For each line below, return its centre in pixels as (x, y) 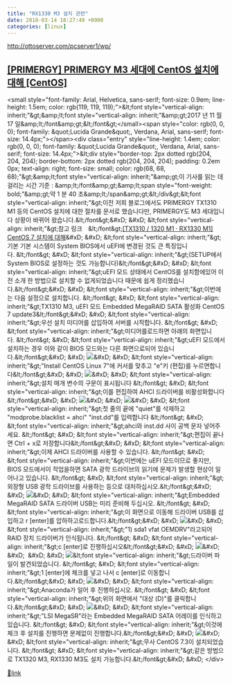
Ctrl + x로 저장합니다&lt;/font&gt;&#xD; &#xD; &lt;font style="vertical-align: (119, 443)
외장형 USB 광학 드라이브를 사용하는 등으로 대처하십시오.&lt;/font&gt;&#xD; (109, 487)
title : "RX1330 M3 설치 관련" (48, 13)
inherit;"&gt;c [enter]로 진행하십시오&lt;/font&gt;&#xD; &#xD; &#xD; (122, 547)
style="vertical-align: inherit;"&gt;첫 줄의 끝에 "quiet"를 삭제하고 (96, 408)
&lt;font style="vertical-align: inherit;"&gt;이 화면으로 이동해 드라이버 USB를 (112, 512)
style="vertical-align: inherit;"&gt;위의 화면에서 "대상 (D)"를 (90, 599)
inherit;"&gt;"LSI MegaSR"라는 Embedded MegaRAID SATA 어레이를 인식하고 (115, 616)
